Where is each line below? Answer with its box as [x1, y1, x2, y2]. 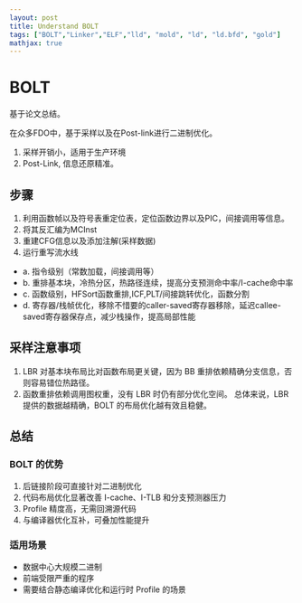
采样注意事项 [9, 340, 81, 355]
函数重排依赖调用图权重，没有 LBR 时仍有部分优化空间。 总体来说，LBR [22, 388, 289, 399]
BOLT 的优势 [9, 458, 64, 471]
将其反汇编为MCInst [22, 224, 98, 235]
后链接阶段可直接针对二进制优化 [22, 480, 142, 491]
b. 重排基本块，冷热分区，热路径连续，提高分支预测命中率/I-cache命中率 [22, 278, 294, 287]
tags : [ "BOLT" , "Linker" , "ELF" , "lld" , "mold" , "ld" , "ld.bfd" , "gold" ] [9, 30, 281, 39]
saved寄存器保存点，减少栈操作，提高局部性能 [22, 311, 196, 322]
